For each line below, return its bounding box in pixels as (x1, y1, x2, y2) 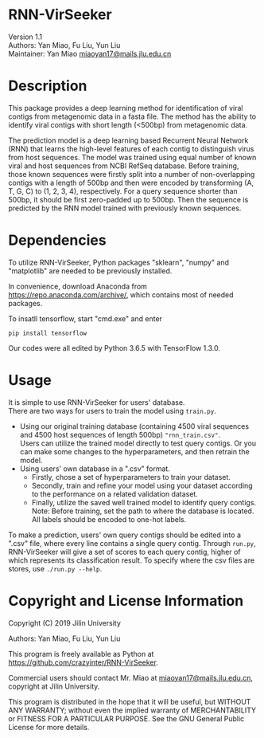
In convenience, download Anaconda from (8, 281, 147, 291)
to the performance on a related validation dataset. (31, 489, 199, 499)
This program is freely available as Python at (8, 649, 154, 658)
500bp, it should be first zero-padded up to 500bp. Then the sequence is (8, 194, 249, 204)
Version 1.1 (8, 32, 42, 41)
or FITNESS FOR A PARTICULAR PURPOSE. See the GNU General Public (8, 713, 245, 723)
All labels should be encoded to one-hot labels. (31, 514, 187, 524)
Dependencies (8, 231, 107, 249)
